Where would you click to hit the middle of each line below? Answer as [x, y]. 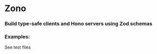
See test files [18, 47]
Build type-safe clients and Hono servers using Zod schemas [78, 24]
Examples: [17, 37]
